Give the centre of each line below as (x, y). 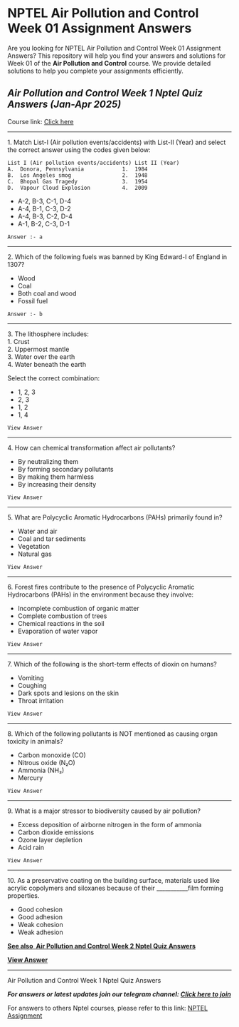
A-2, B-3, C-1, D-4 (44, 201)
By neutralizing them (48, 461)
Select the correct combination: (54, 378)
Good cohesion (40, 909)
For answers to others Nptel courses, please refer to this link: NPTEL (108, 1008)
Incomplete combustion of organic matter (79, 608)
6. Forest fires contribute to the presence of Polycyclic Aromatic (101, 587)
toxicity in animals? (35, 741)
